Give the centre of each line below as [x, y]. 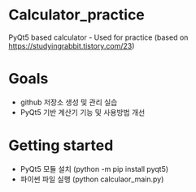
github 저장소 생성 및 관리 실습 [69, 102]
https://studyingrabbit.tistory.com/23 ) [72, 45]
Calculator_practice [76, 15]
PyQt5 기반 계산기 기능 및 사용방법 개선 [83, 112]
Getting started [61, 145]
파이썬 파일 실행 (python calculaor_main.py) [92, 179]
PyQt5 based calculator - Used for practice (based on [98, 37]
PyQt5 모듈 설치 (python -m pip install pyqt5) [94, 169]
